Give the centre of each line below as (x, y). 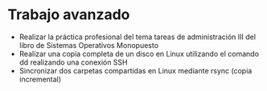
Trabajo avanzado (69, 15)
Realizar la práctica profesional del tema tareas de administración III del (138, 37)
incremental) (40, 79)
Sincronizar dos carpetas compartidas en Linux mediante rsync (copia (136, 70)
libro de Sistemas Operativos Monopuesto (88, 45)
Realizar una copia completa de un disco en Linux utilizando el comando (139, 53)
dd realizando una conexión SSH (73, 62)
